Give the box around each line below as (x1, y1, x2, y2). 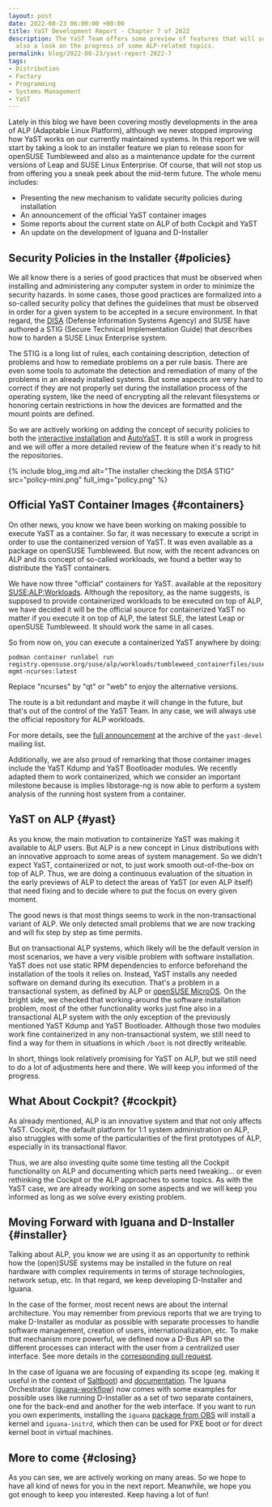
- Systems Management (8, 87, 82, 96)
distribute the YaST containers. (8, 563, 112, 573)
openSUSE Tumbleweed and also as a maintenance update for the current (8, 152, 256, 161)
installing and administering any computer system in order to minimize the (8, 281, 255, 291)
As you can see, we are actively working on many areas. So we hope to (8, 1473, 247, 1483)
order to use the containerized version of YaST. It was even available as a (8, 537, 253, 547)
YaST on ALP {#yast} (8, 813, 117, 826)
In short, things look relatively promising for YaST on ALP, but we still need (8, 1054, 257, 1063)
